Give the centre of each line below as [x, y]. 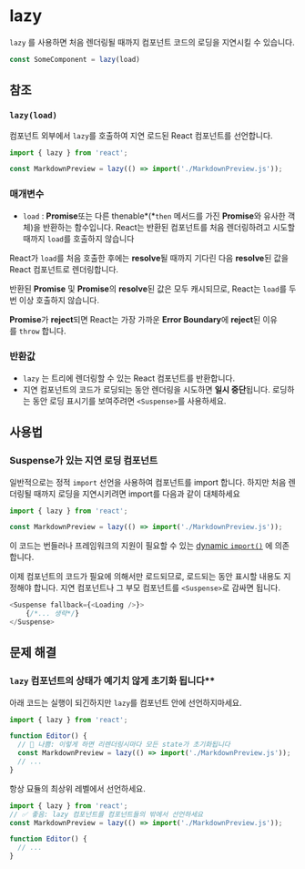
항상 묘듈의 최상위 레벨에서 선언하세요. [77, 788]
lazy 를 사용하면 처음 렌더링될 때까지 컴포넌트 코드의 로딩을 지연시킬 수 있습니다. [152, 42]
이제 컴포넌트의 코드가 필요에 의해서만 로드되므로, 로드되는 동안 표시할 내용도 [146, 577]
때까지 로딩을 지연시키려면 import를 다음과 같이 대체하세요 [137, 494]
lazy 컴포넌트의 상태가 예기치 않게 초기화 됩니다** [112, 681]
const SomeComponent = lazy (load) [75, 59]
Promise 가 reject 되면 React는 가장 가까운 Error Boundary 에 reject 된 [135, 319]
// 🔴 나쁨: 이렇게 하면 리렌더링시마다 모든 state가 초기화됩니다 [124, 745]
